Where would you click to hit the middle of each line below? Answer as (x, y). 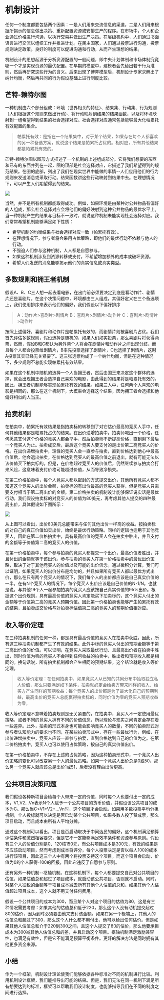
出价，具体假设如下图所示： (37, 504)
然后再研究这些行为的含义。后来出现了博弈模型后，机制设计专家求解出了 (86, 72)
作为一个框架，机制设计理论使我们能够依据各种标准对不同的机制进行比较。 (80, 974)
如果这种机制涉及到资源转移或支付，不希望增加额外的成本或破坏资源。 (83, 256)
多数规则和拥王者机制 (37, 280)
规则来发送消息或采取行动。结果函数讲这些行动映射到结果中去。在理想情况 (80, 177)
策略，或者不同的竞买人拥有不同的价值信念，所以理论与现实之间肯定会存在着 (82, 720)
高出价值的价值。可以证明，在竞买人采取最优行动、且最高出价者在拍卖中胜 (84, 650)
